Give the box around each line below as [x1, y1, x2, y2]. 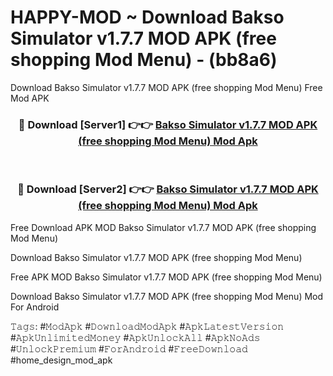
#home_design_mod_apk [10, 354, 113, 366]
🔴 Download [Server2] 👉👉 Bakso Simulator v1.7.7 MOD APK [17, 182, 319, 196]
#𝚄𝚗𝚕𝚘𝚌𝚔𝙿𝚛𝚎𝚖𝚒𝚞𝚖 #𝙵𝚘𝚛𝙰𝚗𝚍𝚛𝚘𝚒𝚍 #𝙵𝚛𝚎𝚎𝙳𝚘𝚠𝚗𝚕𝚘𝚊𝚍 [10, 342, 248, 355]
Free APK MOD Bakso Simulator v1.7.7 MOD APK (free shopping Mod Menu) [10, 271, 323, 283]
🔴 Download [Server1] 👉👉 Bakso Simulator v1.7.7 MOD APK [18, 117, 318, 131]
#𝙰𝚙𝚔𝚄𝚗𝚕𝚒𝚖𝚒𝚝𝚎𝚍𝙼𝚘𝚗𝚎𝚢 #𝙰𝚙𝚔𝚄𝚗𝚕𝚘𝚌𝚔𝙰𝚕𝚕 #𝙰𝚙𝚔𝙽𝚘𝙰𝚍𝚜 [10, 331, 261, 343]
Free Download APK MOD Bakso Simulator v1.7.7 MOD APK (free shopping [10, 221, 317, 233]
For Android [10, 301, 60, 313]
